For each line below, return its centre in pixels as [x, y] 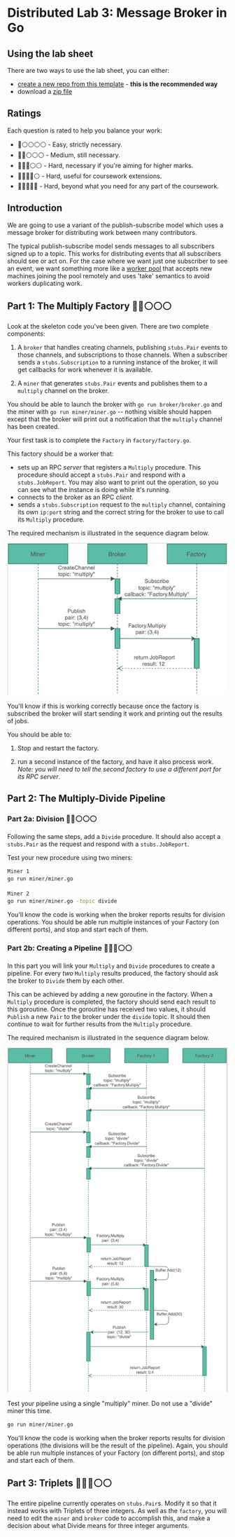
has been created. [33, 427]
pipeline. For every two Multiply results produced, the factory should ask [113, 973]
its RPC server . [39, 777]
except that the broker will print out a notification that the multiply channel [115, 419]
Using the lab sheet [50, 54]
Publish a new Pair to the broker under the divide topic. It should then [109, 1016]
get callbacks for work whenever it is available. [85, 370]
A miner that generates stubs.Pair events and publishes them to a [112, 383]
